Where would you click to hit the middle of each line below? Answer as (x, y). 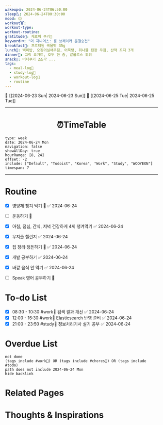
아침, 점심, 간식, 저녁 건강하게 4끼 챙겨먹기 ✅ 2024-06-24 (68, 226)
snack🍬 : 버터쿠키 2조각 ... (30, 59)
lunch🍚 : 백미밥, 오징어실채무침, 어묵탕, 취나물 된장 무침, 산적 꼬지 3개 (69, 50)
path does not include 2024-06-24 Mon (44, 370)
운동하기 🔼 (22, 216)
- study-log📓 (23, 73)
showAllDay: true (23, 151)
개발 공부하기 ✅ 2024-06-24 (40, 257)
